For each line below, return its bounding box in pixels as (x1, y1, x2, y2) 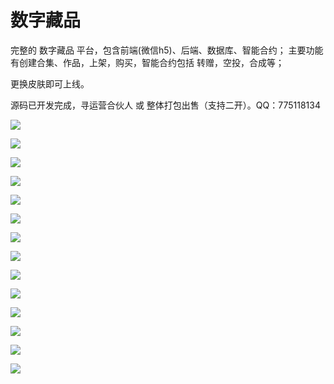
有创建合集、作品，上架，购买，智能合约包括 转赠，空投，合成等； (10, 56, 285, 68)
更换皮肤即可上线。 (10, 77, 90, 90)
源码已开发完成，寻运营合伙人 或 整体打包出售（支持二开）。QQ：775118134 (10, 99, 322, 111)
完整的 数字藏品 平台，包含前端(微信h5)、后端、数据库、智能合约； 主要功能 (10, 44, 324, 56)
